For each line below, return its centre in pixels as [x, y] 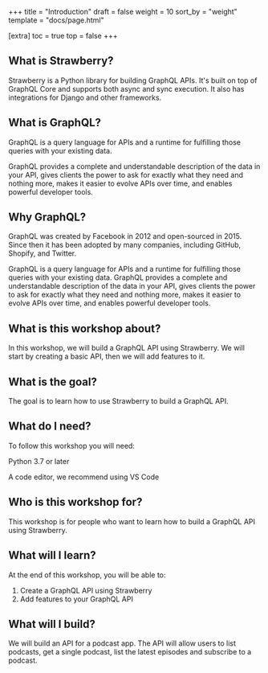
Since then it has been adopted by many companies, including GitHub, [125, 245]
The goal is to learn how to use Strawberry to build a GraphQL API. [118, 401]
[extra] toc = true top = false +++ [63, 36]
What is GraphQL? [55, 123]
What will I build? [52, 624]
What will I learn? [52, 555]
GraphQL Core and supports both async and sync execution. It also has [126, 88]
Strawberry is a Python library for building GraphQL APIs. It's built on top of [133, 80]
